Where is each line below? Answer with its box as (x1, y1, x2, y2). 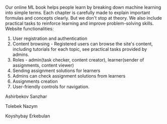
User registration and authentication (12, 35, 88, 41)
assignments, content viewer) (12, 63, 74, 68)
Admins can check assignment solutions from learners (12, 73, 126, 79)
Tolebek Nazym (5, 103, 38, 109)
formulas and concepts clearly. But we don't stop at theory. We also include (5, 15, 162, 21)
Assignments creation (12, 78, 58, 84)
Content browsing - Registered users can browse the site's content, (12, 41, 153, 47)
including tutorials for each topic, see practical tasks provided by (12, 46, 147, 52)
